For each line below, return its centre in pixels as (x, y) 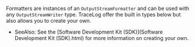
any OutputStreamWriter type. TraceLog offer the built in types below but (93, 15)
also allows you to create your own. (49, 21)
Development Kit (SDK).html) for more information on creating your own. (102, 38)
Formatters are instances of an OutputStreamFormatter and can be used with (98, 8)
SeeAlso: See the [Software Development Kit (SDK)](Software (89, 32)
